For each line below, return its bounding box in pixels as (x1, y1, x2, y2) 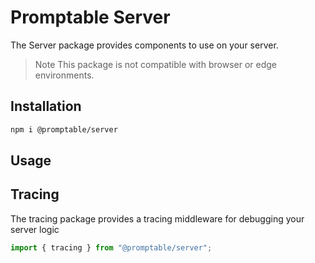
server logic (10, 223, 60, 235)
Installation (10, 98, 82, 115)
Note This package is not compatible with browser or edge (34, 58, 277, 70)
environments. (34, 69, 95, 81)
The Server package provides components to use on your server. (10, 39, 279, 51)
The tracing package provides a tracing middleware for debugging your (10, 212, 305, 225)
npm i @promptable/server (10, 124, 118, 135)
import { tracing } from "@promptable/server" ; (10, 242, 213, 253)
